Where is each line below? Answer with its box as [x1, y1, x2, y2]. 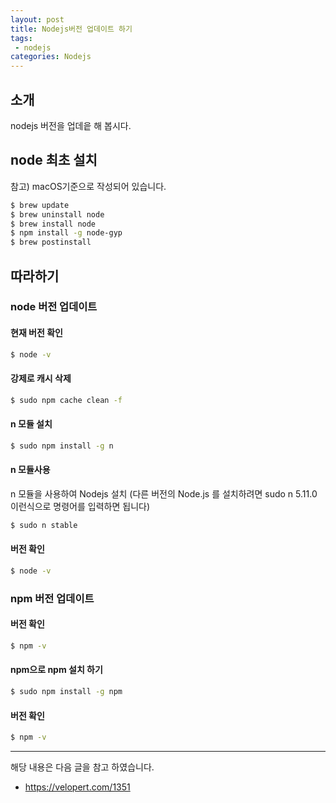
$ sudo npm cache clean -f [10, 395, 123, 405]
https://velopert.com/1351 [24, 781, 131, 793]
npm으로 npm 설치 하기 [10, 664, 103, 676]
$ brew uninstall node [10, 209, 105, 220]
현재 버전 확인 [10, 327, 63, 339]
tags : [10, 33, 33, 43]
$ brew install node [10, 219, 97, 229]
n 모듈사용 [10, 464, 51, 476]
